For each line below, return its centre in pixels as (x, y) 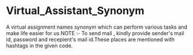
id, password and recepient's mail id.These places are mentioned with (90, 39)
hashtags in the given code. (39, 46)
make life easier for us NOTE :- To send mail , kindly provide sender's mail (95, 33)
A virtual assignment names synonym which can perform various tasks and (97, 27)
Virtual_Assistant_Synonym (75, 11)
